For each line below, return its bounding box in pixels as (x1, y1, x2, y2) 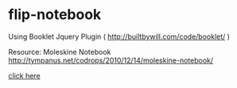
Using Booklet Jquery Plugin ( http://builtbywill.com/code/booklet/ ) (8, 32, 231, 41)
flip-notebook (8, 6, 102, 24)
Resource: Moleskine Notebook (8, 47, 111, 56)
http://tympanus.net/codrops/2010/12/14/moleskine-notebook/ (8, 55, 214, 65)
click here (8, 71, 41, 80)
